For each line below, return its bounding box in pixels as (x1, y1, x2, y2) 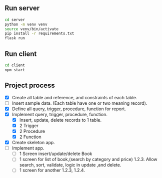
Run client (4, 49, 37, 58)
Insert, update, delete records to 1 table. (19, 117, 102, 123)
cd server (4, 17, 25, 22)
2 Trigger (19, 122, 38, 129)
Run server (4, 4, 40, 12)
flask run (4, 36, 25, 41)
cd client (4, 63, 25, 68)
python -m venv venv (4, 22, 48, 27)
